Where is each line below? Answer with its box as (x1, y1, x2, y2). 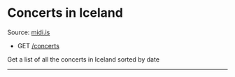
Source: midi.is (7, 28, 50, 36)
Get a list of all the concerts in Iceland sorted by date (7, 55, 159, 64)
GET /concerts (17, 41, 59, 50)
